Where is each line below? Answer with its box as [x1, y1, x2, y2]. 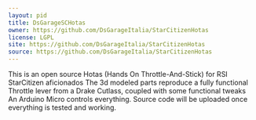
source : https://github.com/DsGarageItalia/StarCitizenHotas [8, 48, 213, 56]
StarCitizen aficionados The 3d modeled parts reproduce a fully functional [8, 78, 249, 87]
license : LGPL [8, 33, 55, 42]
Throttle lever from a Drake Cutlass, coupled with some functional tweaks [8, 86, 246, 95]
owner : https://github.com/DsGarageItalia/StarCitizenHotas [8, 26, 210, 34]
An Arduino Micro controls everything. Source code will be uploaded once [8, 95, 248, 104]
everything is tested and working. [8, 103, 116, 112]
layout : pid [8, 11, 47, 20]
